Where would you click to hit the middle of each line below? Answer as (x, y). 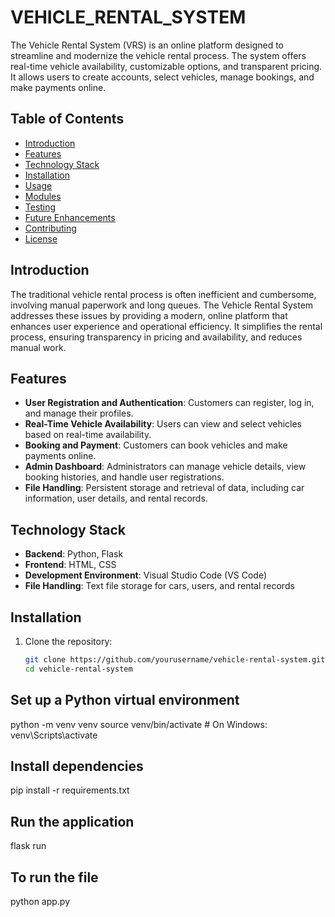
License (41, 238)
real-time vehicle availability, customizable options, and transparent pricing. (166, 66)
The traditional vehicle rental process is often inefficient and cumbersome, (163, 294)
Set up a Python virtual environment (125, 700)
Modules (43, 196)
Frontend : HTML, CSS (70, 565)
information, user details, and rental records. (116, 498)
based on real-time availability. (88, 435)
